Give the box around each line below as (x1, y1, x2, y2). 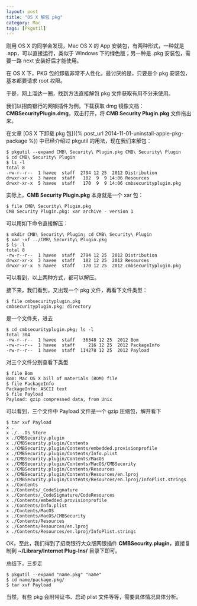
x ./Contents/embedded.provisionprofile (6, 497, 108, 504)
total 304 (6, 332, 31, 338)
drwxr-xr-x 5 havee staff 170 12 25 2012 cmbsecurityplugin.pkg (6, 263, 182, 269)
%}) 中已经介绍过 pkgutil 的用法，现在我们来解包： (28, 137, 152, 144)
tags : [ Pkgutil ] (6, 25, 46, 31)
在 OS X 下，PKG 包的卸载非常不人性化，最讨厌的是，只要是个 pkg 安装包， (6, 70, 190, 77)
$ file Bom (6, 371, 33, 377)
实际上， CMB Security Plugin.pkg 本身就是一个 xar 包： (6, 191, 144, 199)
